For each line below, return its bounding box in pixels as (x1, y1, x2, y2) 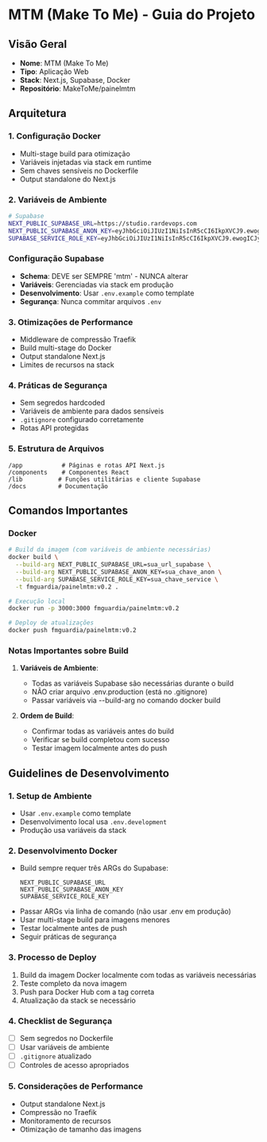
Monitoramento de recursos (19, 1116, 111, 1125)
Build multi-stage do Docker (19, 343, 112, 353)
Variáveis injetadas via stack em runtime (19, 157, 153, 166)
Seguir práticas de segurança (19, 932, 117, 941)
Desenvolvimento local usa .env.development (19, 817, 167, 827)
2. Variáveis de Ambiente (8, 194, 107, 205)
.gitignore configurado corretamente (19, 415, 145, 424)
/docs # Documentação (8, 482, 109, 491)
